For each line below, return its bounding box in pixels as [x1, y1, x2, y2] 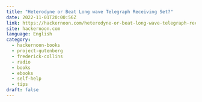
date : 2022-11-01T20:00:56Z [6, 14, 77, 20]
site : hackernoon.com [6, 25, 61, 32]
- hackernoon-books [11, 43, 61, 49]
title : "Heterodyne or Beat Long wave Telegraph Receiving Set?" [6, 8, 173, 15]
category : [6, 37, 31, 43]
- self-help [11, 76, 42, 82]
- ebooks [11, 70, 34, 76]
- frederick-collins [11, 53, 63, 59]
